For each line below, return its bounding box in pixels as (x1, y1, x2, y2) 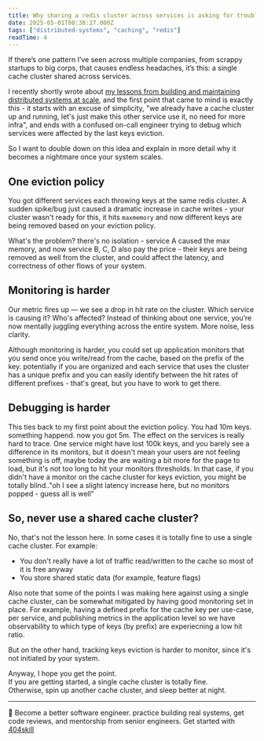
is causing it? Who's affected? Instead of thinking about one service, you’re (8, 313, 252, 322)
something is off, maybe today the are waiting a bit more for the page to (8, 455, 240, 464)
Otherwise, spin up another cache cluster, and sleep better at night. (8, 685, 226, 695)
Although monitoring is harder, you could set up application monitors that (8, 345, 245, 354)
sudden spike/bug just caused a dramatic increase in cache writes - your (8, 204, 245, 214)
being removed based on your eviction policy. (8, 221, 156, 230)
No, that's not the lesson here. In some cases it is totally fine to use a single (8, 532, 253, 542)
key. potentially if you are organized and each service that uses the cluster (8, 361, 249, 371)
